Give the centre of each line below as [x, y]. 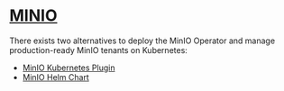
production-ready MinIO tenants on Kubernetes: [98, 50]
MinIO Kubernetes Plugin [69, 68]
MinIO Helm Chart [56, 77]
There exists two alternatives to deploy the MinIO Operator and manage [142, 41]
